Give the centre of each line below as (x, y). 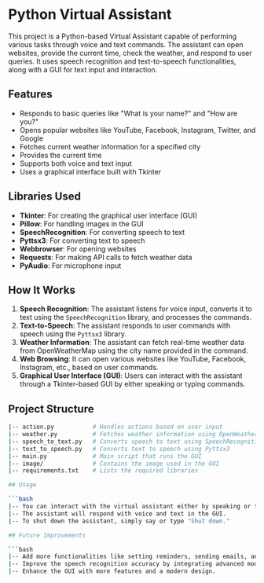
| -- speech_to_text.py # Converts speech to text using (105, 442)
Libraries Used (44, 197)
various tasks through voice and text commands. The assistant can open (126, 44)
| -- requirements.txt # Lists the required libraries (103, 471)
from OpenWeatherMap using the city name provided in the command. (134, 350)
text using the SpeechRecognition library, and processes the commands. (136, 317)
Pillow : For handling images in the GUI (81, 224)
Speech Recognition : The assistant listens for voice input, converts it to (136, 309)
